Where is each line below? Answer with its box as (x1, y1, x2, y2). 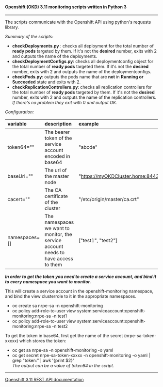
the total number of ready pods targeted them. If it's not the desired (12, 63, 149, 70)
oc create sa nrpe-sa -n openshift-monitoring (12, 303, 103, 309)
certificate (44, 193, 68, 200)
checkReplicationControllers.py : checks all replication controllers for (12, 84, 152, 90)
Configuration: (5, 109, 34, 115)
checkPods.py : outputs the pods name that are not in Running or (12, 74, 144, 80)
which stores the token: (19, 338, 66, 344)
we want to (44, 225, 70, 232)
